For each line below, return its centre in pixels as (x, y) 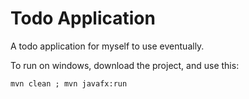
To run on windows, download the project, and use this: (125, 65)
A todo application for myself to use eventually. (107, 46)
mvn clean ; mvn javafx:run (69, 83)
